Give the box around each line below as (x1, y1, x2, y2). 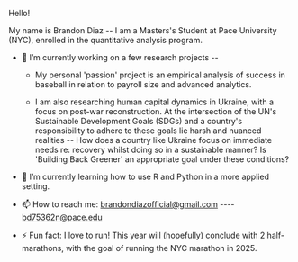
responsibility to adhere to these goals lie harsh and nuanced (34, 125, 262, 136)
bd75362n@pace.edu (21, 212, 103, 222)
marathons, (21, 243, 65, 253)
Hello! (8, 8, 31, 18)
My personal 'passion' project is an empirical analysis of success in (34, 69, 285, 80)
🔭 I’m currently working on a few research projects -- (21, 52, 219, 62)
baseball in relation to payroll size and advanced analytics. (34, 79, 252, 89)
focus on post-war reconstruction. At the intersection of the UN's (34, 106, 277, 116)
